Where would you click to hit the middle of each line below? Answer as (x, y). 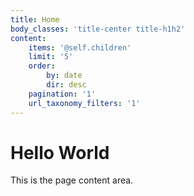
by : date (64, 76)
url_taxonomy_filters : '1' (84, 103)
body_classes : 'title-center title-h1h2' (98, 29)
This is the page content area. (72, 180)
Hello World (60, 152)
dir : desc (66, 85)
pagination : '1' (62, 94)
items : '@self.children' (80, 47)
